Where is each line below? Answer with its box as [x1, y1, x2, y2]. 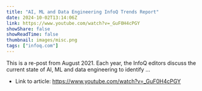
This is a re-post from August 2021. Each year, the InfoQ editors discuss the [6, 59, 197, 67]
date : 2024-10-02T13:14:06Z [6, 15, 78, 21]
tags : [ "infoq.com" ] [6, 43, 59, 49]
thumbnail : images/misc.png [6, 37, 78, 43]
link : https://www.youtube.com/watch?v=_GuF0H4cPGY [6, 20, 140, 26]
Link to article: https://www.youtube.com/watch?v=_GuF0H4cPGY [15, 77, 181, 85]
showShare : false [6, 25, 50, 32]
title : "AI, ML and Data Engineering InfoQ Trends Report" [6, 8, 159, 15]
